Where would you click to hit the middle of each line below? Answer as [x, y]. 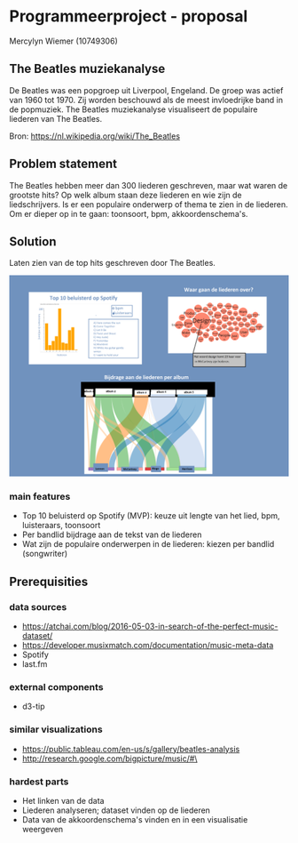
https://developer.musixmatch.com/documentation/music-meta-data [148, 646]
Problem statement [63, 164]
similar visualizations [56, 729]
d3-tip [33, 707]
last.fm [35, 664]
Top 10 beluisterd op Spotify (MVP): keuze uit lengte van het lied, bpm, [151, 516]
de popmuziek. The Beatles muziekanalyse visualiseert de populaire [133, 109]
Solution [33, 241]
